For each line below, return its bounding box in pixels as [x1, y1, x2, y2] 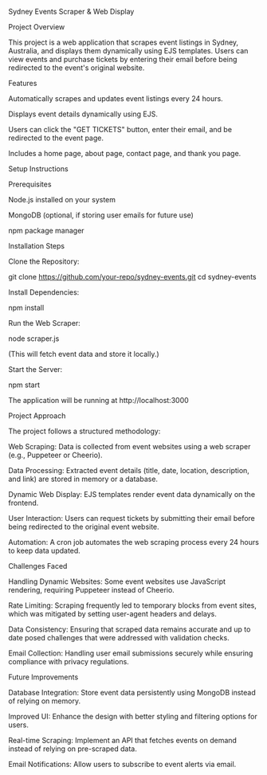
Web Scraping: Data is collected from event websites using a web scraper [8, 442, 251, 451]
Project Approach [8, 411, 66, 421]
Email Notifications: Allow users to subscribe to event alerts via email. [8, 760, 237, 769]
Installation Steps [8, 241, 65, 250]
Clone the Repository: [8, 256, 80, 266]
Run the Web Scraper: [8, 319, 81, 327]
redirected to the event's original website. [8, 63, 145, 72]
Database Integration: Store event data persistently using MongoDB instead [8, 688, 257, 697]
